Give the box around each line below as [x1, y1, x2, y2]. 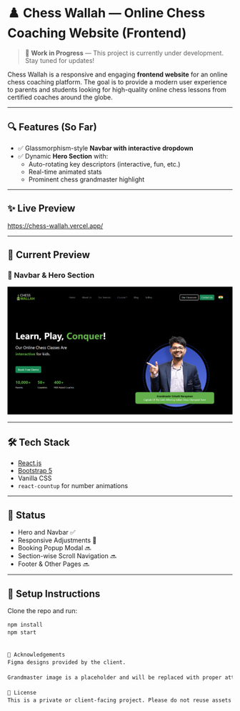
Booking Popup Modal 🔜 [17, 544, 91, 552]
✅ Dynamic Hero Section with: [17, 151, 109, 160]
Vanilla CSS [17, 474, 52, 482]
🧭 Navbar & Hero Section [7, 270, 95, 280]
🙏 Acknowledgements [7, 651, 66, 659]
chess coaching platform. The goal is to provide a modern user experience [7, 77, 227, 86]
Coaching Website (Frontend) [7, 25, 187, 41]
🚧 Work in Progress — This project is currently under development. [24, 49, 224, 57]
